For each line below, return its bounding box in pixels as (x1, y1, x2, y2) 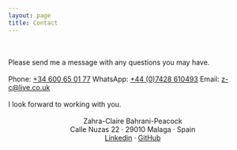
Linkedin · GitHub (104, 133, 161, 142)
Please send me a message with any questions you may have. (8, 57, 210, 67)
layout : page (8, 11, 51, 20)
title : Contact (8, 19, 58, 27)
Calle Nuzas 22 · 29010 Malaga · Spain (70, 124, 196, 134)
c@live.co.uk (8, 82, 51, 92)
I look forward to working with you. (8, 99, 122, 109)
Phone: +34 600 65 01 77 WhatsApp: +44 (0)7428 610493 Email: (8, 74, 220, 84)
